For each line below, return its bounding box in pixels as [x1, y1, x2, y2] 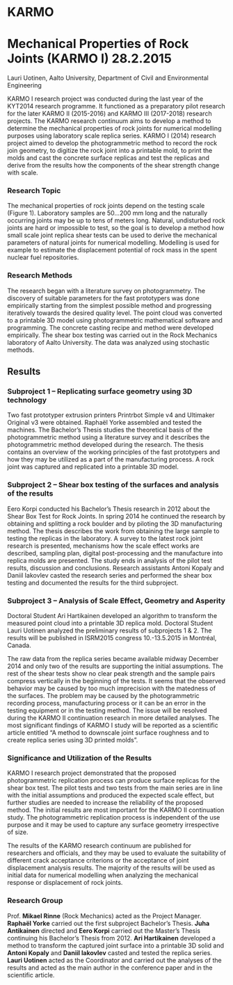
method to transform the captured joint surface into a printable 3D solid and [7, 941, 225, 950]
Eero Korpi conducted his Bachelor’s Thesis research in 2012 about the [7, 505, 211, 513]
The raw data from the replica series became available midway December [7, 655, 219, 662]
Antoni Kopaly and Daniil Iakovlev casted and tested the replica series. [7, 948, 212, 956]
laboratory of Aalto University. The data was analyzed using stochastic [7, 338, 210, 346]
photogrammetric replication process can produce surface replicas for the [7, 776, 220, 785]
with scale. [7, 168, 38, 177]
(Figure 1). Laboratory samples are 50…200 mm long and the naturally [7, 209, 208, 218]
